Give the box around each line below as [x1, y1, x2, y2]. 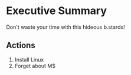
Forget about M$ [14, 62, 56, 69]
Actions [6, 40, 35, 50]
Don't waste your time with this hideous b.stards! [6, 23, 125, 30]
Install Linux [14, 56, 44, 63]
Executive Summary [6, 4, 107, 18]
